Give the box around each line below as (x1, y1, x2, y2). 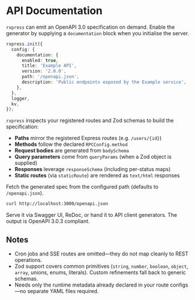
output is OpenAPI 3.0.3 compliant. (6, 218, 90, 225)
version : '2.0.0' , (21, 69, 67, 74)
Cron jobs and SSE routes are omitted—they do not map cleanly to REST (14, 250, 189, 257)
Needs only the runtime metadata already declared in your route (14, 281, 169, 288)
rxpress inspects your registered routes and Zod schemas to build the (6, 117, 174, 124)
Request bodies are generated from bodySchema (14, 147, 130, 154)
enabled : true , (21, 57, 59, 63)
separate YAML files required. (27, 288, 99, 294)
